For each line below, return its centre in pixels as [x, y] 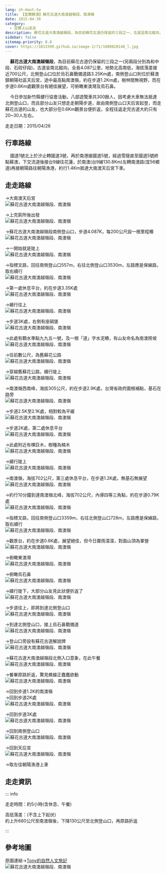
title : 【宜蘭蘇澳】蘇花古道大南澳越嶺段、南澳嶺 [50, 14]
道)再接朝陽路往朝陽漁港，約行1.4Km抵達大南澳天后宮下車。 [66, 168]
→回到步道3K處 [21, 714]
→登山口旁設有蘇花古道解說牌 [35, 641]
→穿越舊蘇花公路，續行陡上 [33, 372]
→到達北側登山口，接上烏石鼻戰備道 [42, 625]
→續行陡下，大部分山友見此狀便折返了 [44, 591]
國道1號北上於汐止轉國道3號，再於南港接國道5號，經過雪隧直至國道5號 [82, 156]
